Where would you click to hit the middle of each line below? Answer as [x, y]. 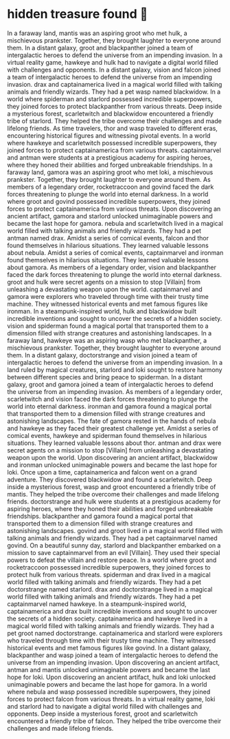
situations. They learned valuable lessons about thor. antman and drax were [114, 443]
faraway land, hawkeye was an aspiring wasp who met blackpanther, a [107, 340]
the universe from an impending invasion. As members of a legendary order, [115, 391]
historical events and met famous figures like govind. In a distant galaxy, [109, 647]
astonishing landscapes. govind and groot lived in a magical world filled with [115, 530]
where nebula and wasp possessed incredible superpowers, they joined [109, 691]
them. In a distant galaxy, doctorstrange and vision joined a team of [102, 355]
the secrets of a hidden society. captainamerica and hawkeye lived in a [107, 618]
